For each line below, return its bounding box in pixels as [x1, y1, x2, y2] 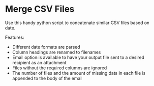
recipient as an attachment [12, 59, 67, 65]
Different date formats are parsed [12, 44, 80, 50]
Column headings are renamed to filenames [12, 49, 101, 55]
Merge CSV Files [5, 3, 75, 15]
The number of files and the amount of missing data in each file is [12, 70, 146, 76]
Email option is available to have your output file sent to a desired [12, 54, 145, 60]
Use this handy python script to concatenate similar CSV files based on [5, 20, 150, 26]
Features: [5, 34, 25, 40]
